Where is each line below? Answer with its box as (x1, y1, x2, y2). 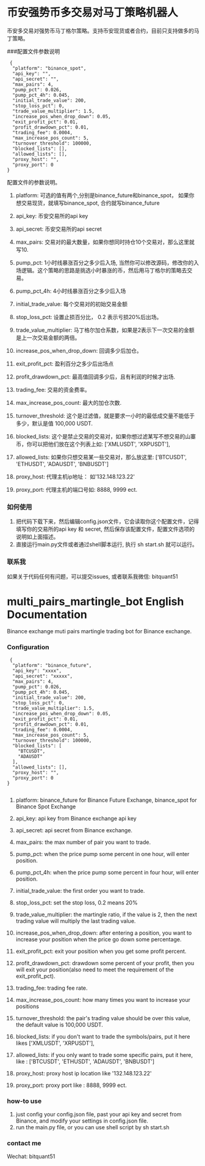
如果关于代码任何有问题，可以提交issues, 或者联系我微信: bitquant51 (7, 573, 178, 580)
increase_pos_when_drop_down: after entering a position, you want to (15, 929, 192, 936)
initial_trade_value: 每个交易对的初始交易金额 (15, 300, 128, 307)
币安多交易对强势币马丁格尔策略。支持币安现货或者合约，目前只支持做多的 (7, 27, 194, 34)
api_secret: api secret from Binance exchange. (15, 826, 133, 833)
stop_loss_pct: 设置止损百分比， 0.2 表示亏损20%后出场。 (15, 313, 162, 320)
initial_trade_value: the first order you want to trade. (15, 887, 145, 894)
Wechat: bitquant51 (7, 1153, 56, 1160)
